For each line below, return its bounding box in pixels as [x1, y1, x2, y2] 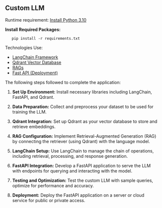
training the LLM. [12, 109, 47, 115]
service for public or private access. [12, 197, 85, 203]
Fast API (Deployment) [12, 70, 58, 76]
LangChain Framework [12, 54, 58, 60]
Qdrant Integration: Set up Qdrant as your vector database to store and [12, 118, 158, 124]
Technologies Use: [5, 44, 43, 51]
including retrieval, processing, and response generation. [12, 153, 128, 159]
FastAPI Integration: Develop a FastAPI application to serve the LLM [12, 162, 151, 169]
